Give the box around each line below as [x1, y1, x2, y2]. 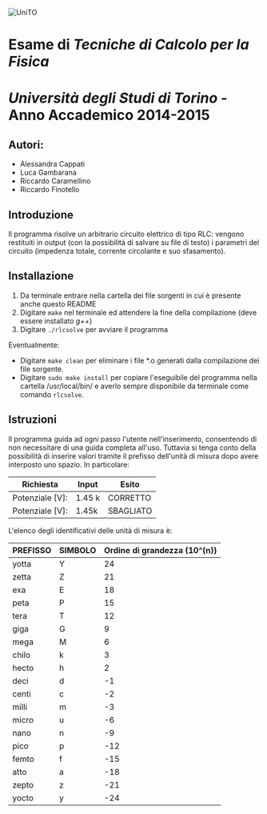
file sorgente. [19, 364, 64, 374]
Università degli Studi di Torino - [8, 89, 228, 107]
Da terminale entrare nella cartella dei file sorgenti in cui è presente [19, 291, 241, 300]
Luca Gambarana [19, 168, 78, 178]
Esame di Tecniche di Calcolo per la [8, 36, 249, 54]
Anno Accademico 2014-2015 [8, 106, 210, 124]
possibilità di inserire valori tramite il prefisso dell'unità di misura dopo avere [8, 451, 259, 460]
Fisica [8, 53, 50, 71]
